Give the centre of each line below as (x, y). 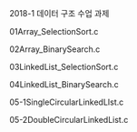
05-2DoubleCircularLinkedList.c (69, 120)
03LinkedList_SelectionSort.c (64, 67)
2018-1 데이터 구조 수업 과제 (59, 13)
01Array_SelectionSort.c (54, 31)
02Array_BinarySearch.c (55, 49)
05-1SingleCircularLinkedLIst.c (67, 102)
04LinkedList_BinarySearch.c (64, 84)
